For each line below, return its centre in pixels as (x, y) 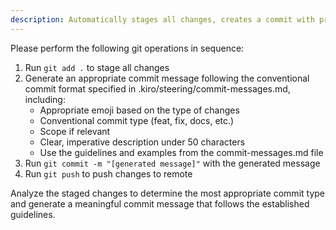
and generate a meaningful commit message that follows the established (160, 203)
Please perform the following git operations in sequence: (127, 48)
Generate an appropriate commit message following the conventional (167, 78)
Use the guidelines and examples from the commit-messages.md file (181, 152)
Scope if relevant (75, 131)
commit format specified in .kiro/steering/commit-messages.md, (157, 88)
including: (45, 99)
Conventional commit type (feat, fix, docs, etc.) (137, 120)
